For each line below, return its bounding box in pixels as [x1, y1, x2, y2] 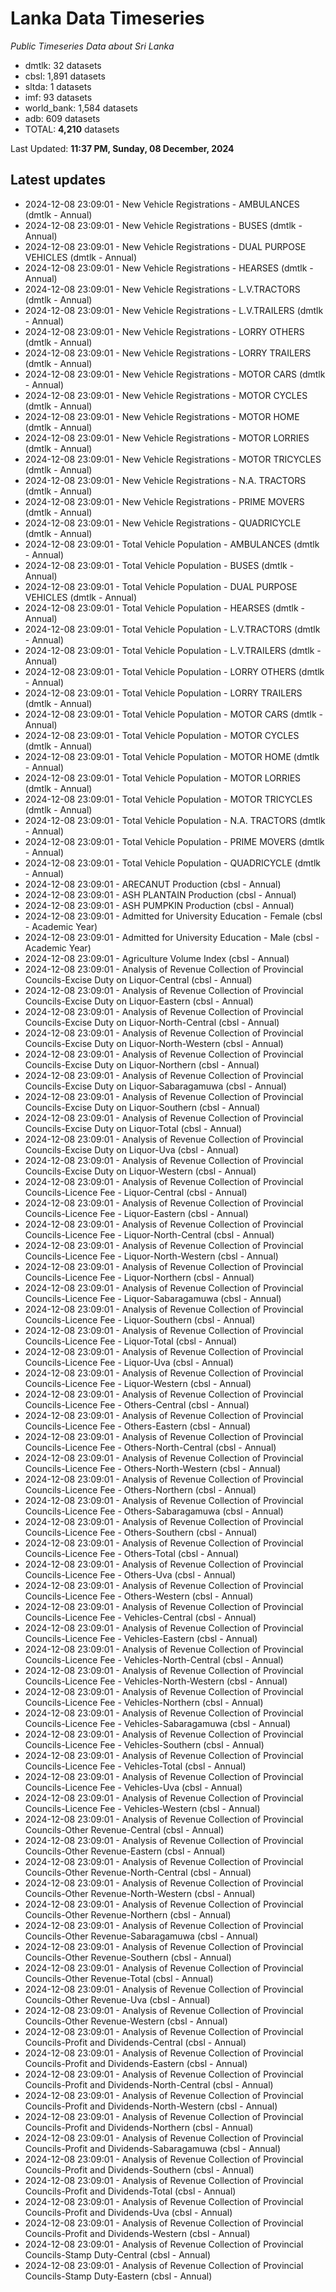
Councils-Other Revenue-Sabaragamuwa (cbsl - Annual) [24, 1930, 259, 1942]
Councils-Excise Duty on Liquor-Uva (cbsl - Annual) [24, 1143, 240, 1156]
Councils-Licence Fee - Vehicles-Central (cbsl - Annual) [24, 1611, 257, 1623]
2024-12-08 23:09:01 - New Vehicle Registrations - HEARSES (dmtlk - [24, 262, 314, 274]
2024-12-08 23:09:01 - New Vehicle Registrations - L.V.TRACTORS [24, 283, 301, 295]
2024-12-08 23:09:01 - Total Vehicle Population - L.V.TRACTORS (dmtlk [24, 623, 321, 635]
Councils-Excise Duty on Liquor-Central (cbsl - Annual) [24, 973, 253, 986]
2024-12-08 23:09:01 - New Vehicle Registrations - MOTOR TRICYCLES [24, 453, 322, 465]
